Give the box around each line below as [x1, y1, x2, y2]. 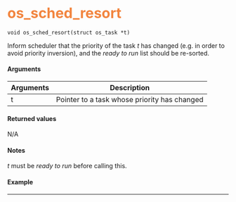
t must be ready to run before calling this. [7, 162, 128, 170]
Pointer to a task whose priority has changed [55, 95, 204, 105]
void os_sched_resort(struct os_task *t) [7, 29, 131, 36]
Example [7, 178, 34, 187]
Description [110, 83, 150, 93]
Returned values [7, 114, 57, 122]
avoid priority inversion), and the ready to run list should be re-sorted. [7, 49, 209, 57]
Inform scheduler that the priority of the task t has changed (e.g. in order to [7, 41, 225, 50]
